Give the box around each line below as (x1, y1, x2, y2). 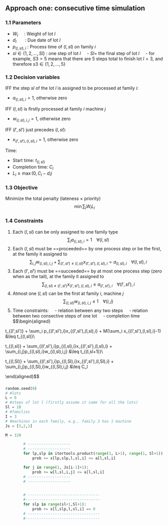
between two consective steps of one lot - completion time (12, 312, 140, 319)
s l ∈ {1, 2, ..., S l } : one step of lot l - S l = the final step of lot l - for (12, 50, 155, 57)
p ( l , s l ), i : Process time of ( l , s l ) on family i (12, 44, 96, 51)
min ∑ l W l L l (74, 203, 95, 211)
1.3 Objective (5, 184, 38, 191)
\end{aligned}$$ (5, 373, 40, 379)
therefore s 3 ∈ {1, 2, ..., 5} (12, 61, 66, 67)
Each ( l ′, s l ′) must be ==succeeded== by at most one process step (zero (12, 268, 162, 274)
